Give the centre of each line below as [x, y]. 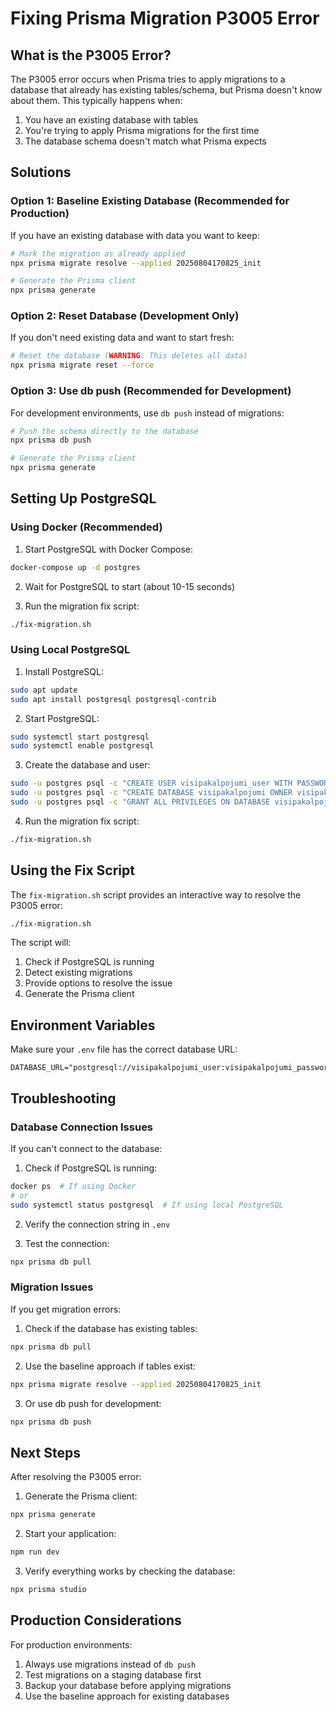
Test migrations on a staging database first [113, 1674]
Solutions [41, 172]
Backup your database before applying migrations [128, 1685]
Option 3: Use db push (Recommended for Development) [151, 391]
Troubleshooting [63, 1098]
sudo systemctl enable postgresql [82, 746]
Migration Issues [52, 1287]
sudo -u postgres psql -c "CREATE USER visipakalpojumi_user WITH [151, 783]
